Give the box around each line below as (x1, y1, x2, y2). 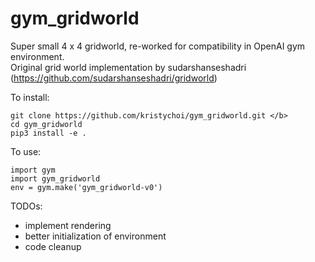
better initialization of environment (24, 230, 167, 242)
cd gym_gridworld (10, 119, 83, 129)
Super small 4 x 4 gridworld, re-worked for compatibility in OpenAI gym (10, 40, 306, 52)
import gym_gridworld (10, 173, 101, 184)
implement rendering (24, 219, 112, 231)
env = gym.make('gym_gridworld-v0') (10, 182, 163, 192)
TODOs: (10, 200, 43, 212)
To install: (10, 91, 50, 103)
